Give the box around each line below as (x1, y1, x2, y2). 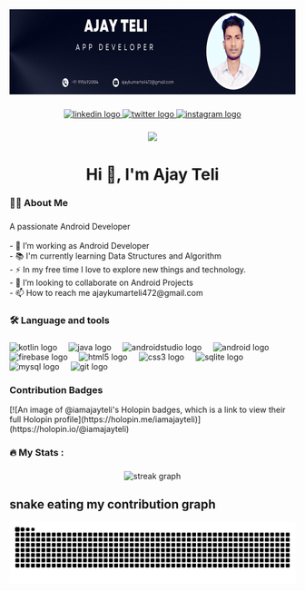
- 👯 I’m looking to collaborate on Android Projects (9, 277, 193, 288)
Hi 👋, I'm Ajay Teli (85, 164, 220, 185)
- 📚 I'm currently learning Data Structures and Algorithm (9, 250, 222, 261)
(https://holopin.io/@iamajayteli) (9, 424, 130, 435)
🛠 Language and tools (9, 313, 111, 326)
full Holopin (9, 414, 53, 425)
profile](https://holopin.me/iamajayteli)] (54, 414, 202, 425)
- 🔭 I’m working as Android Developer (9, 240, 150, 251)
